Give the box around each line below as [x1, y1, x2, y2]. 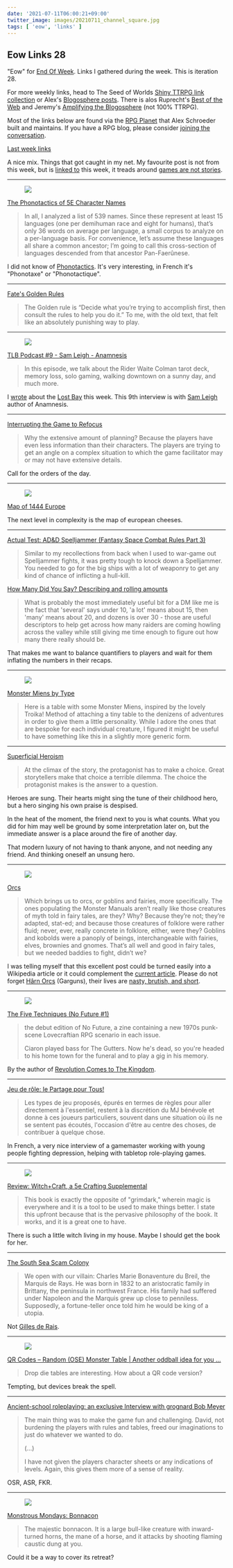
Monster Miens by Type [7, 689, 75, 697]
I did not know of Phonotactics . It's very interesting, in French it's [7, 262, 193, 271]
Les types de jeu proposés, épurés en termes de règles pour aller [24, 1099, 212, 1107]
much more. [24, 380, 59, 388]
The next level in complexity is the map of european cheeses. [7, 516, 183, 524]
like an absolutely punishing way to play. [24, 318, 140, 327]
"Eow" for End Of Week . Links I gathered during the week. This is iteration [7, 67, 218, 76]
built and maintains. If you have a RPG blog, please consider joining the [7, 124, 210, 132]
